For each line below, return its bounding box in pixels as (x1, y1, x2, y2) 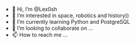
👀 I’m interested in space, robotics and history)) (11, 12, 129, 19)
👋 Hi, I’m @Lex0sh (11, 6, 58, 12)
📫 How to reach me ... (11, 32, 68, 38)
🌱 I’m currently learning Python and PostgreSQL (11, 18, 131, 25)
